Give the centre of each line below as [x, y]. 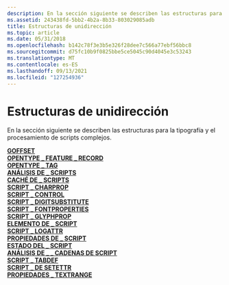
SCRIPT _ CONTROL [36, 195]
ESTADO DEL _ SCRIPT [40, 246]
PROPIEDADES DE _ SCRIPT [47, 238]
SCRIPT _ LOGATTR [35, 231]
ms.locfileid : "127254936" [46, 77]
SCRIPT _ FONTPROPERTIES [48, 209]
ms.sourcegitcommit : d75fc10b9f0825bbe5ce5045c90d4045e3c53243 [99, 52]
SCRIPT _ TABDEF [33, 260]
